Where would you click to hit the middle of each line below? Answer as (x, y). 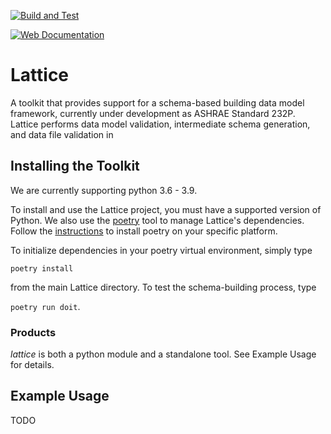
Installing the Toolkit (75, 166)
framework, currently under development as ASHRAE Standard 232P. (153, 113)
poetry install (42, 268)
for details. (32, 365)
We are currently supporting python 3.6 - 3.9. (104, 190)
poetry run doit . (45, 306)
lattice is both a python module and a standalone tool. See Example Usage (163, 354)
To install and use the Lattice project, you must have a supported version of (166, 209)
